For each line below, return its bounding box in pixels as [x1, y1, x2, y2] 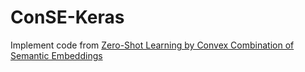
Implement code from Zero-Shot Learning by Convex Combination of [10, 39, 295, 51]
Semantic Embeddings [10, 49, 103, 61]
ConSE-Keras [10, 6, 125, 29]
